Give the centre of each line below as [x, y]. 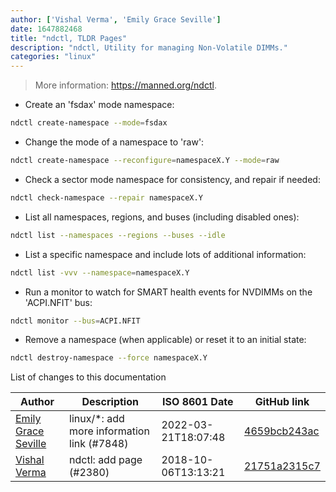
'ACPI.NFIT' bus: [58, 302]
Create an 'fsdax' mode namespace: [99, 105]
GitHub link [282, 402]
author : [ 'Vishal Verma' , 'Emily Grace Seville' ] [116, 19]
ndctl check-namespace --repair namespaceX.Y [106, 197]
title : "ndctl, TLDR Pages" [69, 38]
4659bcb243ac [282, 431]
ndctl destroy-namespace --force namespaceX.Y [109, 358]
